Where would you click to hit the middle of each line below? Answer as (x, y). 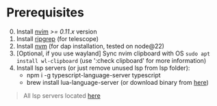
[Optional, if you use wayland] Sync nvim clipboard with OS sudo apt (113, 53)
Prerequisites (46, 13)
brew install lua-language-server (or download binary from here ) (118, 82)
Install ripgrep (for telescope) (58, 38)
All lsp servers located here (62, 95)
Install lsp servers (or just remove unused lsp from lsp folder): (103, 68)
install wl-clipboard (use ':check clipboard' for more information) (111, 60)
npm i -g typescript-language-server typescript (94, 75)
